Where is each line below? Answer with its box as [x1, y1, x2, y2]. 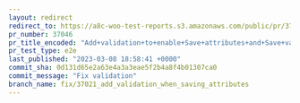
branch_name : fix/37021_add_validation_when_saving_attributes [8, 80, 250, 89]
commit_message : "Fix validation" [8, 72, 138, 81]
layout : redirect [8, 13, 73, 22]
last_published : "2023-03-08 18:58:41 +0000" [8, 55, 181, 64]
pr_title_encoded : [8, 38, 77, 47]
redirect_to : [8, 21, 57, 30]
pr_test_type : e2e [8, 47, 77, 56]
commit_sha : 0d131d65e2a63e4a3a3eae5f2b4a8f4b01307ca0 [8, 64, 218, 73]
